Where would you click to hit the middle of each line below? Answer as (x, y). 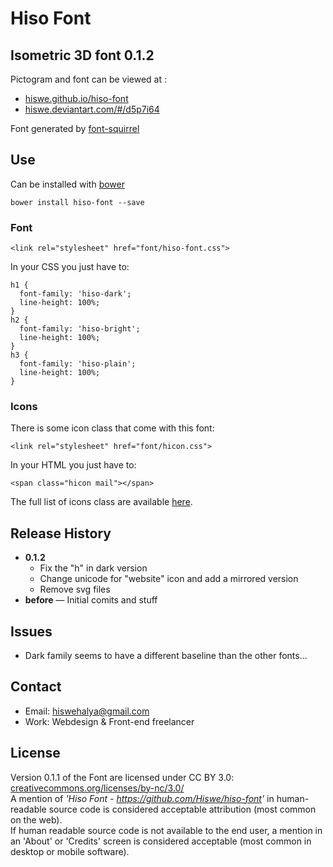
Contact (36, 687)
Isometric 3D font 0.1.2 (82, 55)
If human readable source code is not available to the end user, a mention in (166, 830)
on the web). (36, 819)
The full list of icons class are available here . (101, 502)
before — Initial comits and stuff (91, 600)
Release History (61, 533)
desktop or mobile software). (70, 851)
